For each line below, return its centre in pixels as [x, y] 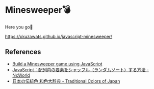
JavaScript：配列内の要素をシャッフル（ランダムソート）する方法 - [80, 69]
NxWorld [21, 75]
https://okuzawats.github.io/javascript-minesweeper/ [59, 36]
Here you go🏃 [19, 27]
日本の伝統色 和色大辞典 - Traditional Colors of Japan [66, 81]
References [23, 52]
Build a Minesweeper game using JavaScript [57, 64]
